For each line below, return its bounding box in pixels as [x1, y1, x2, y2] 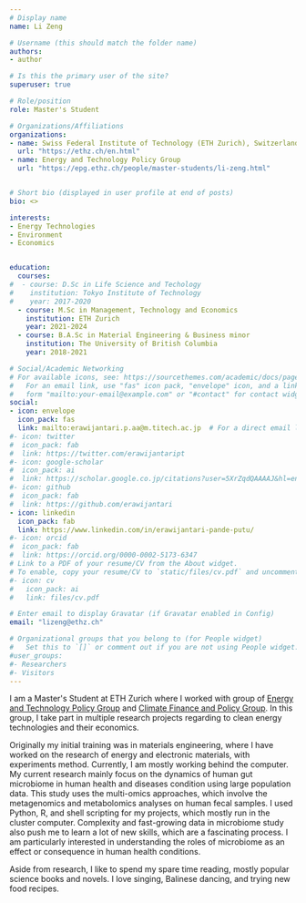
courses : [17, 272, 51, 281]
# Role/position [9, 97, 71, 106]
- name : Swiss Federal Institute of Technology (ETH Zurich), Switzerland [9, 139, 300, 148]
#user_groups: [9, 651, 64, 661]
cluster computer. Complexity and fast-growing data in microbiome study [9, 817, 284, 828]
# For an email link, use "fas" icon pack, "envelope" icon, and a [9, 381, 280, 390]
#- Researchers [9, 660, 67, 669]
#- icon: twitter [9, 432, 76, 441]
